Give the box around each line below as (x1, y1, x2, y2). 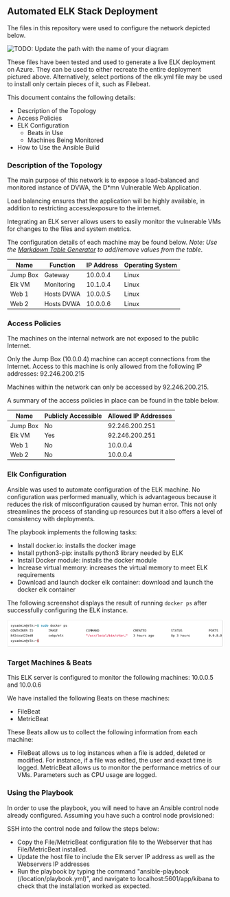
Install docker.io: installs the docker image (16, 541, 136, 550)
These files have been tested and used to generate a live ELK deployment (7, 58, 216, 66)
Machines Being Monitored (27, 136, 104, 144)
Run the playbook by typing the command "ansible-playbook (16, 867, 189, 875)
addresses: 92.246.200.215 (7, 370, 84, 378)
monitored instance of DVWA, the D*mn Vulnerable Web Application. (7, 183, 201, 192)
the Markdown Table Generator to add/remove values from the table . (7, 245, 203, 254)
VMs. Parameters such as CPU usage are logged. (16, 771, 157, 779)
